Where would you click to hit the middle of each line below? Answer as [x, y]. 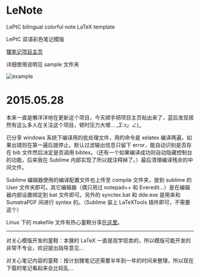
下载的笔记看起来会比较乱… [40, 267]
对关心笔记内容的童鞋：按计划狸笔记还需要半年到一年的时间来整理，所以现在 [100, 260]
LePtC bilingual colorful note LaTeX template [60, 27]
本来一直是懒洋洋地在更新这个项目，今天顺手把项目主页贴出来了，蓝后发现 [97, 117]
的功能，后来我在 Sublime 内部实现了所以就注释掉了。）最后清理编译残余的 [97, 160]
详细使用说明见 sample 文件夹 [43, 64]
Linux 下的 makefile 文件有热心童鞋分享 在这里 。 [65, 222]
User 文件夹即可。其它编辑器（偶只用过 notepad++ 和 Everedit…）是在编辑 [98, 187]
